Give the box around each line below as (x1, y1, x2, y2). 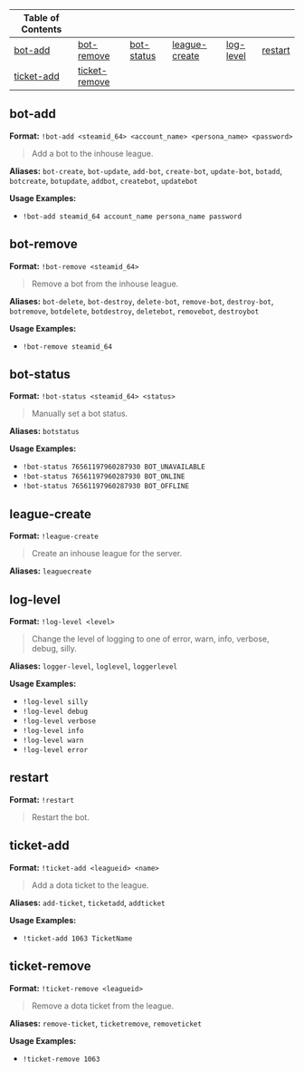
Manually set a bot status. (31, 408, 128, 420)
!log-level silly (22, 698, 89, 707)
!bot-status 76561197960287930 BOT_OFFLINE (22, 482, 190, 491)
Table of (23, 12, 61, 24)
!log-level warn (22, 736, 84, 746)
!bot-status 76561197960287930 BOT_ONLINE (22, 472, 185, 481)
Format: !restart (9, 794, 75, 805)
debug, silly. (31, 643, 77, 654)
